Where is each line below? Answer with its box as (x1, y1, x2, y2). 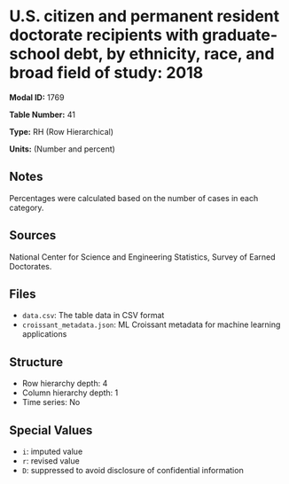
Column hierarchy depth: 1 (21, 387, 119, 398)
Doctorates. (9, 261, 52, 271)
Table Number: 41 (9, 109, 75, 120)
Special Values (9, 423, 93, 438)
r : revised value (21, 456, 80, 466)
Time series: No (21, 397, 81, 408)
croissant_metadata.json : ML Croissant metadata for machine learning (21, 319, 281, 330)
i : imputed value (21, 446, 83, 457)
